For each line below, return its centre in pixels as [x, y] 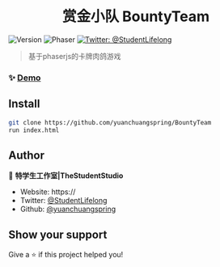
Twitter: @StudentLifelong [63, 201]
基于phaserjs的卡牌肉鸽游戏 [74, 56]
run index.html [34, 130]
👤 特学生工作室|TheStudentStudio [66, 176]
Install [24, 104]
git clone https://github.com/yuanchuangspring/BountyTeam [110, 122]
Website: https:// [48, 192]
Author [26, 155]
